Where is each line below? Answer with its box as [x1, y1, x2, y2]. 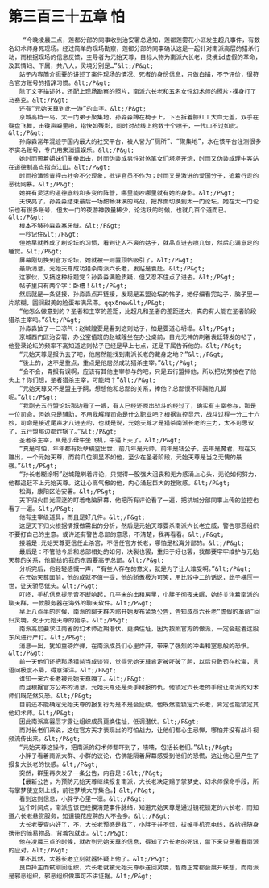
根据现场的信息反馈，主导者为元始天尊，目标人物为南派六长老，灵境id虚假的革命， [26, 53, 262, 61]
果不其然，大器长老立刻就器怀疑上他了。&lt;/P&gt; [19, 855, 169, 863]
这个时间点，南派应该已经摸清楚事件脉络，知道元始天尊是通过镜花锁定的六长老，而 [19, 803, 254, 811]
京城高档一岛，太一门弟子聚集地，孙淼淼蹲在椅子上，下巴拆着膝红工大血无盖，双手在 [19, 113, 259, 121]
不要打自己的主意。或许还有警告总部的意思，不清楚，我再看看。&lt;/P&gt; [8, 530, 225, 538]
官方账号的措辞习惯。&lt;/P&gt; [14, 78, 111, 87]
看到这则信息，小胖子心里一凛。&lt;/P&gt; [19, 794, 146, 803]
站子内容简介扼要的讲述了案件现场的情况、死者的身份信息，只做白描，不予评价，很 [19, 70, 254, 78]
